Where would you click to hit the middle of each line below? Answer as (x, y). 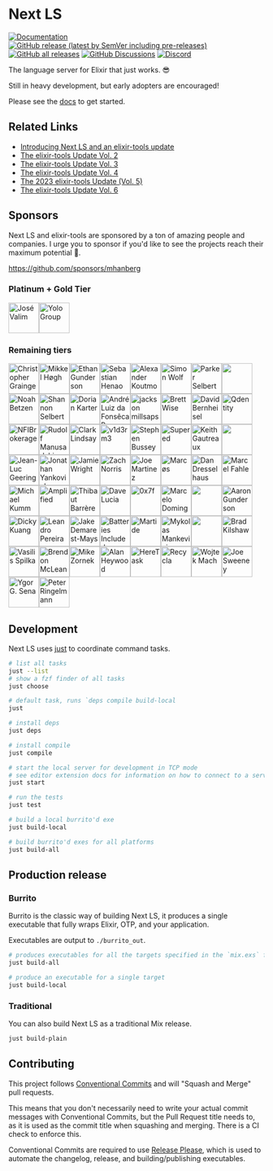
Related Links (43, 127)
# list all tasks (38, 663)
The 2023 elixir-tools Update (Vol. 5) (81, 181)
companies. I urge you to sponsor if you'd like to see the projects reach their (136, 243)
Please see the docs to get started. (67, 101)
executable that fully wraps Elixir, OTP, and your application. (109, 924)
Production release (58, 875)
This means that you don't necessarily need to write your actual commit (128, 1107)
